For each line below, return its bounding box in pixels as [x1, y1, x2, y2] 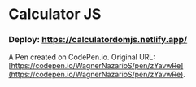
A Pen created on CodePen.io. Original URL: [8, 52, 156, 62]
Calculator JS [8, 5, 102, 24]
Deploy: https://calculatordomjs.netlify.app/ [8, 34, 188, 46]
